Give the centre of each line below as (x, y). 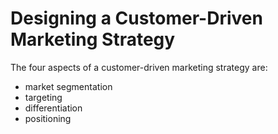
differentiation (53, 108)
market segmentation (68, 86)
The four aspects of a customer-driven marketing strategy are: (139, 67)
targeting (43, 97)
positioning (48, 118)
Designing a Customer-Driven (136, 18)
